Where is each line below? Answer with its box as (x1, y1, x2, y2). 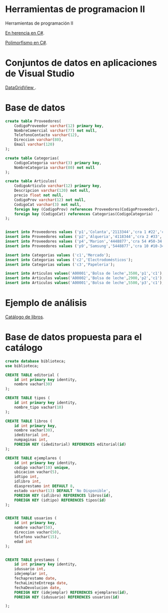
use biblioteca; (5, 363, 39, 369)
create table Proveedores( (5, 118, 61, 124)
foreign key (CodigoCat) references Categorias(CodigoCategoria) (14, 211, 153, 216)
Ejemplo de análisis (5, 297, 87, 309)
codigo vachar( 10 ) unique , (14, 465, 70, 470)
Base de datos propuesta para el (5, 331, 142, 343)
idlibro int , (14, 479, 41, 484)
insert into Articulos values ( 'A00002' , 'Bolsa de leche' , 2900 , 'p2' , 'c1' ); (5, 276, 164, 281)
